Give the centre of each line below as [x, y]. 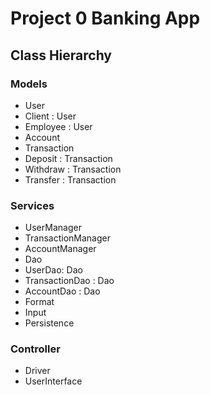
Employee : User [58, 126]
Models [29, 84]
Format [39, 302]
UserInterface [53, 381]
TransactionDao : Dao [69, 281]
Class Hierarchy [61, 55]
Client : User [50, 116]
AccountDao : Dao [62, 291]
